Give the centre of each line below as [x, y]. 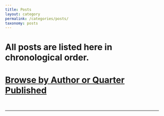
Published [26, 90]
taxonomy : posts [21, 23]
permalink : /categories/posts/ [37, 19]
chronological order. [47, 58]
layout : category [23, 14]
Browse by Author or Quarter [65, 80]
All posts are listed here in [59, 47]
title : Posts [18, 10]
